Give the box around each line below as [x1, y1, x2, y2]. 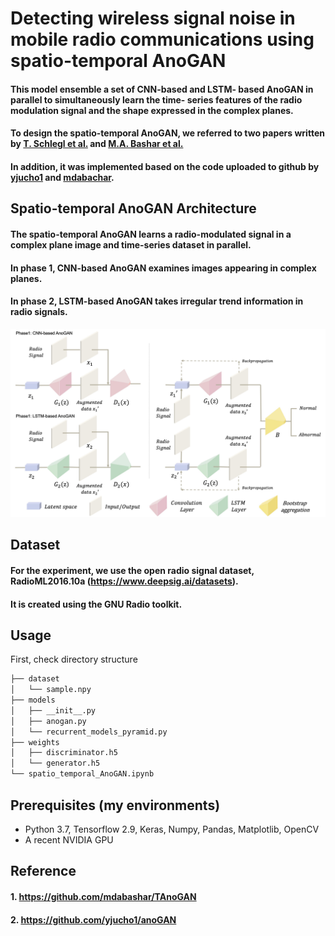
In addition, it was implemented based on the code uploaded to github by [10, 160, 320, 172]
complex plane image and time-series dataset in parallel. [10, 238, 252, 251]
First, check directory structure [10, 653, 138, 666]
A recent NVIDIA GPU [24, 833, 114, 846]
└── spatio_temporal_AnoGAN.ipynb [10, 769, 155, 779]
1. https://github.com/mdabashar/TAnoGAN [10, 890, 197, 902]
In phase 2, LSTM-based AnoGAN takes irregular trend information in [10, 295, 304, 307]
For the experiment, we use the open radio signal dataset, [10, 564, 255, 576]
